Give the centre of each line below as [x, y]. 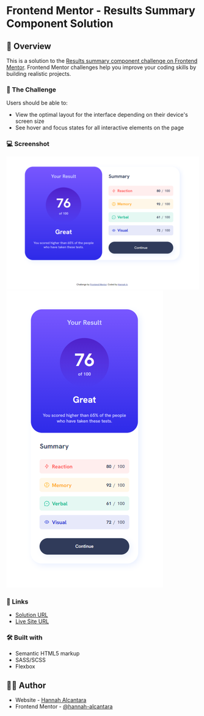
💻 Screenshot [28, 144]
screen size [30, 121]
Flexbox [25, 666]
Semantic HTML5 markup [47, 653]
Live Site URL [32, 621]
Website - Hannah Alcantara [51, 700]
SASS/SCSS [30, 660]
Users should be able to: [37, 103]
